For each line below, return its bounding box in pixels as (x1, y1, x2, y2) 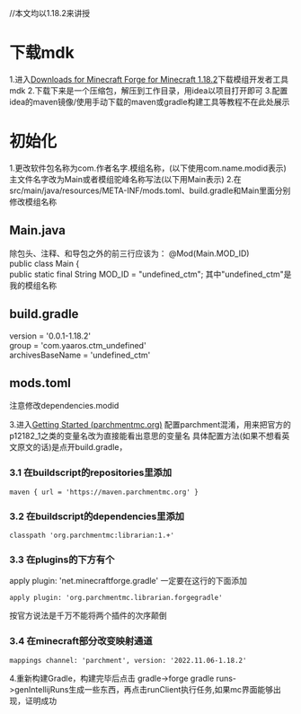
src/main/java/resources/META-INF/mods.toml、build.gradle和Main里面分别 (9, 185, 291, 196)
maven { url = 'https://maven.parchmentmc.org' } (9, 488, 199, 497)
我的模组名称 (9, 279, 57, 290)
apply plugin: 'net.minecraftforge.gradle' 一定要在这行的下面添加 (9, 576, 247, 586)
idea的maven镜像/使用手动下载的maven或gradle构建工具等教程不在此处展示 (9, 96, 290, 107)
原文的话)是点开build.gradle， (16, 442, 128, 453)
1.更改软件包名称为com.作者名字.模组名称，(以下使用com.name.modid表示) (9, 163, 288, 173)
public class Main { (9, 258, 80, 269)
